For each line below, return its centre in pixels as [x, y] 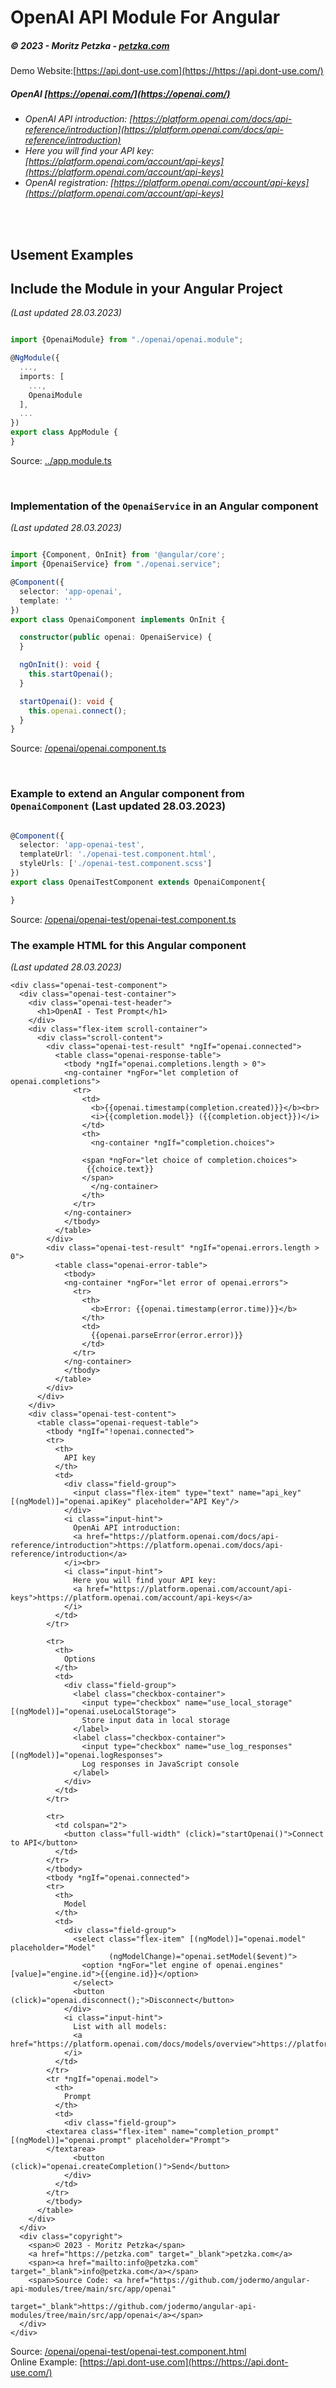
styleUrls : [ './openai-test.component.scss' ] [116, 864]
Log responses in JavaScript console [160, 1764]
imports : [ [42, 376]
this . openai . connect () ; [78, 711]
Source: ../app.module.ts [61, 460]
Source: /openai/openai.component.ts [88, 748]
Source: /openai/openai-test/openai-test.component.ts [123, 919]
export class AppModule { [64, 432]
